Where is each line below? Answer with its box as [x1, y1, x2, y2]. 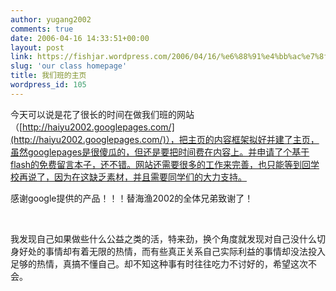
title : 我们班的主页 [10, 71, 87, 81]
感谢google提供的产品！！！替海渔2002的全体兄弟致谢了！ [10, 192, 254, 204]
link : [10, 52, 33, 62]
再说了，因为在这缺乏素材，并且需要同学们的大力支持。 [18, 171, 247, 183]
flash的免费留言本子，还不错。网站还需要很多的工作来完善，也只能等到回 [10, 158, 312, 170]
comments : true [10, 24, 74, 34]
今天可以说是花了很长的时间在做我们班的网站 [10, 108, 195, 120]
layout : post [10, 42, 65, 53]
